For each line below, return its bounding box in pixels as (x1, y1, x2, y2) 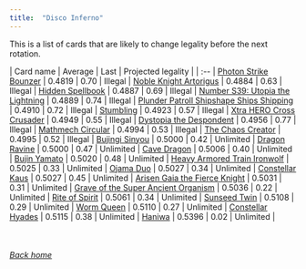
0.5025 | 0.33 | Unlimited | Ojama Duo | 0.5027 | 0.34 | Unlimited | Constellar (9, 162, 297, 173)
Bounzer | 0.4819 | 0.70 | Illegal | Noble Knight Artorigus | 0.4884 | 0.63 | (9, 75, 282, 87)
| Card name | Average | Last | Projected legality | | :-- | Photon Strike (9, 66, 269, 77)
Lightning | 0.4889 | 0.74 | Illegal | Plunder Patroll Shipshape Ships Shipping (9, 95, 294, 106)
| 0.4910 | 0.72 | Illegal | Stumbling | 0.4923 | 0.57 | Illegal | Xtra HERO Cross (9, 104, 296, 115)
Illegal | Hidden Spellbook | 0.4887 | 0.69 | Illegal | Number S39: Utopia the (9, 85, 291, 96)
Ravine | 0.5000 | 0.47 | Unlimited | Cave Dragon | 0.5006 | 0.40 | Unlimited (9, 143, 293, 154)
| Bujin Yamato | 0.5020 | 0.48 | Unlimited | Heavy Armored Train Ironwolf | (9, 152, 290, 164)
